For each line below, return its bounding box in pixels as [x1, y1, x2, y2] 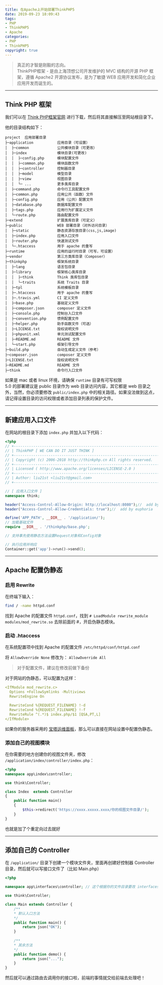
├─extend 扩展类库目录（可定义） [5, 218, 97, 223]
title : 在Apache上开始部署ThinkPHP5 [5, 7, 75, 12]
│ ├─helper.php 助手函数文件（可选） [5, 322, 94, 326]
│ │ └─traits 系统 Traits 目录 [5, 280, 89, 285]
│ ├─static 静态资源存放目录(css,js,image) [5, 228, 117, 233]
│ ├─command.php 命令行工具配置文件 [5, 187, 90, 192]
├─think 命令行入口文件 [5, 368, 83, 373]
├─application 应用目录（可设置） [5, 140, 90, 145]
